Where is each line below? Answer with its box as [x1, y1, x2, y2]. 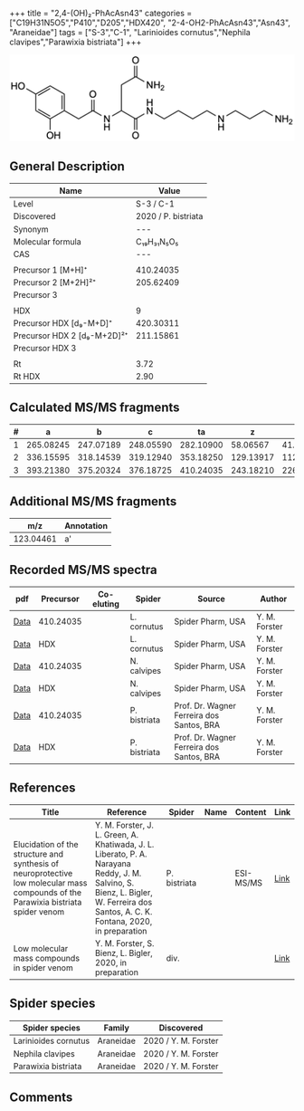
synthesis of [13, 858, 60, 869]
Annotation [64, 520, 109, 531]
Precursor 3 [13, 290, 58, 301]
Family [103, 1022, 129, 1033]
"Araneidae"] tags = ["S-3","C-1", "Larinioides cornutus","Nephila [9, 27, 251, 37]
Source [197, 593, 226, 605]
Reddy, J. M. [94, 868, 142, 879]
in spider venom [13, 962, 74, 972]
